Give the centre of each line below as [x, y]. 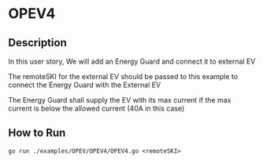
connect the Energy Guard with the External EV [85, 85]
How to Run [37, 133]
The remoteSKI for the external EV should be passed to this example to [123, 76]
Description [37, 43]
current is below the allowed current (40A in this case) [96, 108]
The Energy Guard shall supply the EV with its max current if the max [120, 100]
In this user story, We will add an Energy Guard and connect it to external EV [132, 61]
